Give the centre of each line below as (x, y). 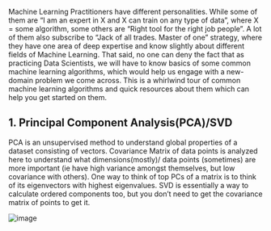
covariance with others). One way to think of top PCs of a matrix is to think (132, 176)
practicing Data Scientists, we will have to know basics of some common (129, 63)
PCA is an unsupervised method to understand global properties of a (123, 142)
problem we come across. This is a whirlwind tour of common (138, 80)
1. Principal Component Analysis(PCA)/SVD (121, 123)
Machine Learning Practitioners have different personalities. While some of (133, 12)
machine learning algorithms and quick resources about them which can (129, 89)
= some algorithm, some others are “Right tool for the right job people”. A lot (135, 29)
